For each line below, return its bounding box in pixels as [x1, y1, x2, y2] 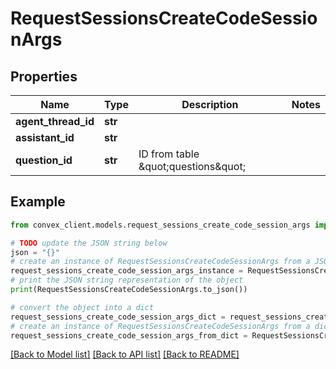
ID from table [138, 147, 200, 161]
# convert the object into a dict [10, 302, 155, 312]
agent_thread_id [15, 115, 95, 128]
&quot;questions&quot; [138, 160, 246, 173]
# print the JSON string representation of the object [10, 275, 244, 286]
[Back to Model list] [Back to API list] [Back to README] [10, 348, 240, 361]
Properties [10, 68, 78, 85]
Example [10, 193, 66, 211]
